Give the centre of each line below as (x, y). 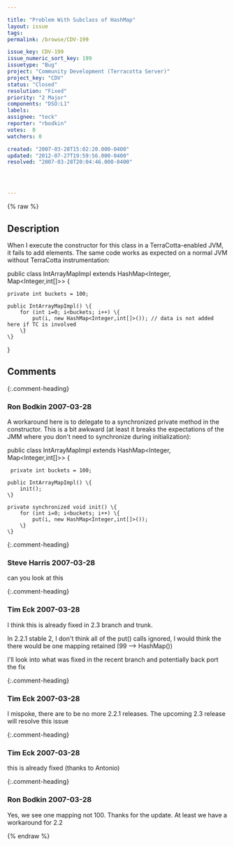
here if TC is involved (42, 324)
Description (33, 228)
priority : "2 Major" (37, 98)
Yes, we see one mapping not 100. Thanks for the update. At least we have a (117, 815)
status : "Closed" (32, 85)
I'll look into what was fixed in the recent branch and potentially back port (113, 659)
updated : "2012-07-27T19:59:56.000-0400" (68, 156)
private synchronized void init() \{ (62, 508)
